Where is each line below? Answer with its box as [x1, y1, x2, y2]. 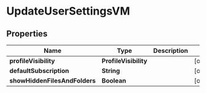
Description [153, 47, 188, 55]
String [101, 67, 121, 75]
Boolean [101, 77, 127, 84]
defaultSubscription [9, 67, 69, 75]
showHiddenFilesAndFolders [9, 77, 96, 84]
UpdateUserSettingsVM [6, 4, 131, 18]
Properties [6, 29, 48, 39]
